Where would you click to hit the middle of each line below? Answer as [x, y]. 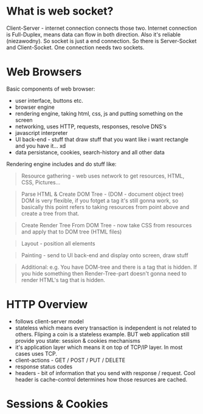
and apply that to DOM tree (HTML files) [71, 232]
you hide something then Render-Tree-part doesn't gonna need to [104, 273]
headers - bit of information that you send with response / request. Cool [105, 373]
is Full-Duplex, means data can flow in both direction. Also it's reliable [94, 34]
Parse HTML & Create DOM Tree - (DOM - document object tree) [102, 194]
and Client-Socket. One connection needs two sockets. [75, 47]
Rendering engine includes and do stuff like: [61, 164]
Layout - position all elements [58, 243]
